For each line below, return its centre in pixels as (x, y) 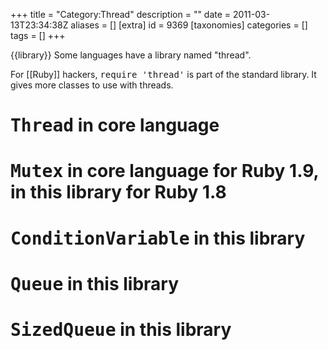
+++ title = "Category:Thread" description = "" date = (121, 14)
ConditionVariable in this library (158, 238)
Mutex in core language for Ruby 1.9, (165, 171)
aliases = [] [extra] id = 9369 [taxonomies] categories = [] (189, 25)
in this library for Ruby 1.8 (118, 192)
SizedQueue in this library (121, 329)
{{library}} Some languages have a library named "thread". (131, 55)
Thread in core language (115, 125)
